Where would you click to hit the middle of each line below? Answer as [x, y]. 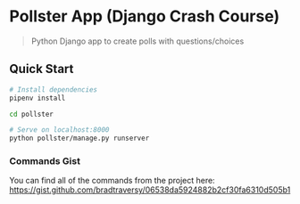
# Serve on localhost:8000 [59, 130]
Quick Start [42, 69]
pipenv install [37, 98]
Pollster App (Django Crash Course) [145, 16]
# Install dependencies [54, 90]
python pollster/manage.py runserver [79, 139]
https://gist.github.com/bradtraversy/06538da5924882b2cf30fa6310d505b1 [150, 190]
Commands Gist [45, 161]
